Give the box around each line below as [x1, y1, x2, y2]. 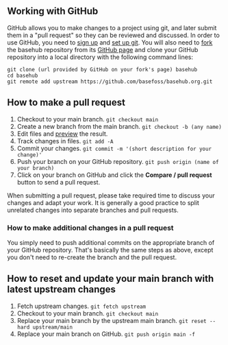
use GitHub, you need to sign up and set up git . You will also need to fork [7, 38, 213, 47]
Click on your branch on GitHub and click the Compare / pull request [16, 171, 212, 179]
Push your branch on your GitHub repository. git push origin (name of [16, 157, 219, 165]
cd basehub [7, 72, 38, 79]
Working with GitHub [7, 5, 99, 17]
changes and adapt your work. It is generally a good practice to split [7, 198, 200, 206]
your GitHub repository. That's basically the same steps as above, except [7, 246, 214, 254]
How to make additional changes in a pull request [7, 223, 174, 233]
